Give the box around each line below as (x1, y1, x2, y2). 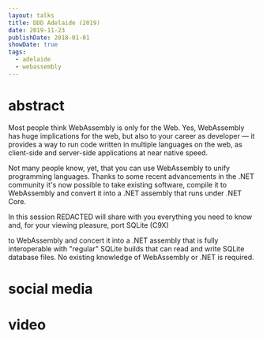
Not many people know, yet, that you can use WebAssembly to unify (8, 163, 231, 173)
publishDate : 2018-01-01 (8, 33, 90, 42)
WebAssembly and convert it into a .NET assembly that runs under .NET (8, 188, 242, 198)
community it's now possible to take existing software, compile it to (8, 180, 227, 189)
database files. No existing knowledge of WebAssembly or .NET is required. (8, 252, 254, 262)
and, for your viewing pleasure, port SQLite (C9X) (8, 220, 170, 229)
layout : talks (8, 11, 55, 20)
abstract (8, 96, 65, 114)
